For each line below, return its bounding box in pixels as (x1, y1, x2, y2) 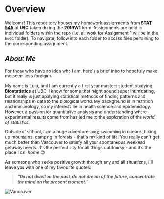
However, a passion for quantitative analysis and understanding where (5, 109, 147, 115)
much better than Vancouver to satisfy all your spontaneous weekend (5, 139, 145, 145)
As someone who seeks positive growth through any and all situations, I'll (5, 159, 153, 165)
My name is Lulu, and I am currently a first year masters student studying (5, 82, 153, 89)
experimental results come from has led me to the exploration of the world (5, 114, 155, 120)
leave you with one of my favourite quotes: (5, 164, 92, 170)
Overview (5, 3, 46, 15)
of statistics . (5, 119, 30, 125)
